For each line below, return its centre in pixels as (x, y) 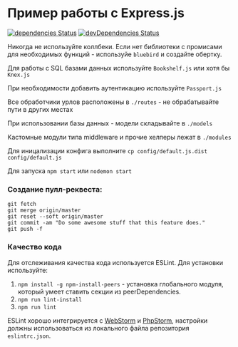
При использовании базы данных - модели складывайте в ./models (110, 123)
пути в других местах (40, 109)
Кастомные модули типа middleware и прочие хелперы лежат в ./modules (119, 137)
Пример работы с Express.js (96, 13)
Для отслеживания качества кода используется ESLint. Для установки (115, 262)
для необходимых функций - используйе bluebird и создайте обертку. (115, 54)
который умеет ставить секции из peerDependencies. (99, 291)
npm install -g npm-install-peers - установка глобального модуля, (120, 284)
